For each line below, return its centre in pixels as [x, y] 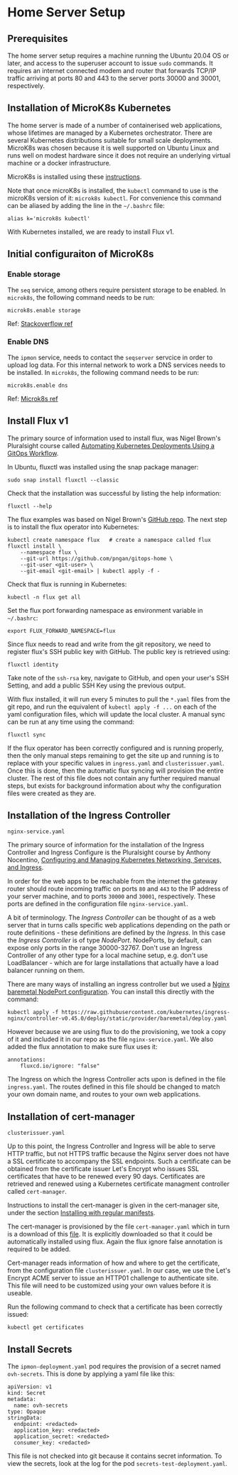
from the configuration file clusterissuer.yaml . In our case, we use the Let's [119, 1270]
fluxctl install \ [34, 546]
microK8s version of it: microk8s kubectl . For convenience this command [114, 198]
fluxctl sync [27, 735]
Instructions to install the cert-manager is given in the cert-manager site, [114, 1205]
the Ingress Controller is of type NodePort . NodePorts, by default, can [109, 940]
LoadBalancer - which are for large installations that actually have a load [113, 963]
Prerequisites [38, 39]
